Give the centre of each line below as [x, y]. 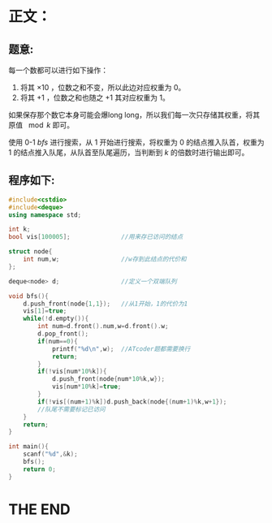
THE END [39, 509]
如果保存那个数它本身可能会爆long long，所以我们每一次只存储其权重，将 [131, 115]
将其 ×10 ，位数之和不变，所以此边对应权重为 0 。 [103, 87]
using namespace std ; [45, 215]
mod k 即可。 [51, 125]
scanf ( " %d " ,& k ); [51, 454]
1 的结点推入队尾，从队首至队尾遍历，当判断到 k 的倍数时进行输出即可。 [129, 152]
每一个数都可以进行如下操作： [58, 70]
